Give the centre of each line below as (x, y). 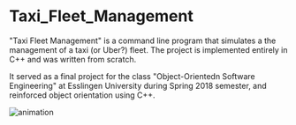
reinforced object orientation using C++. (83, 95)
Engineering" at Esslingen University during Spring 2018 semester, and (138, 85)
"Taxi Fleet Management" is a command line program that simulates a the (143, 40)
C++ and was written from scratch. (73, 59)
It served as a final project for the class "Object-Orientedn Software (132, 76)
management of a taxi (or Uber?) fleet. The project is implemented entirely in (148, 49)
